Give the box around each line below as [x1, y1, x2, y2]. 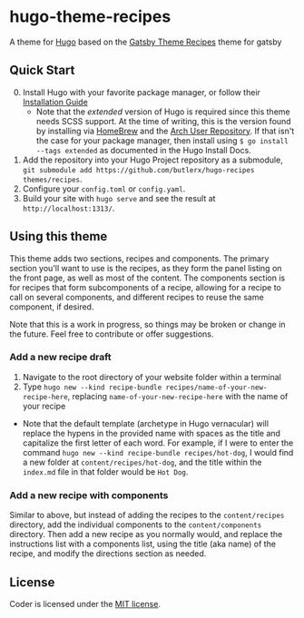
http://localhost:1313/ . [22, 202, 115, 213]
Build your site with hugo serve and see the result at [22, 192, 216, 203]
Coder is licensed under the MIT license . [9, 598, 162, 609]
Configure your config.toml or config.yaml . [22, 183, 186, 194]
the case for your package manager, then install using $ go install [35, 134, 289, 146]
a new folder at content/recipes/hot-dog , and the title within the [22, 456, 262, 467]
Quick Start [9, 63, 75, 78]
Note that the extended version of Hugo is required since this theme [35, 106, 290, 117]
